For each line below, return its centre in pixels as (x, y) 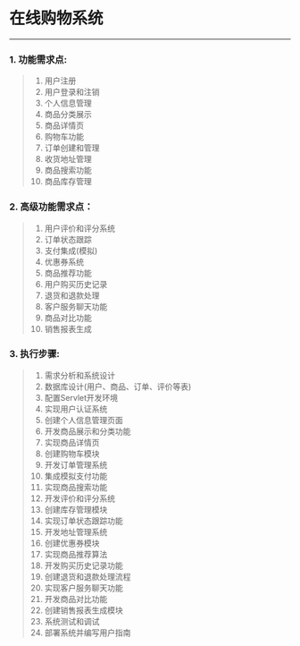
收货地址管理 (68, 159)
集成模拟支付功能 (76, 476)
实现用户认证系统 (76, 409)
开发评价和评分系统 (80, 498)
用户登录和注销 (72, 92)
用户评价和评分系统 (80, 228)
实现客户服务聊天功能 (83, 588)
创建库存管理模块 (76, 509)
